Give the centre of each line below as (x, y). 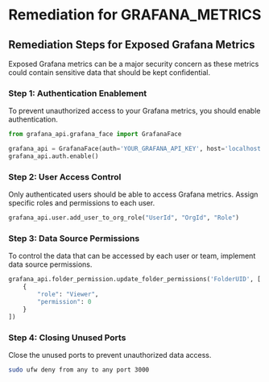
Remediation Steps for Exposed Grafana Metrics (132, 45)
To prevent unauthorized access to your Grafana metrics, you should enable (134, 111)
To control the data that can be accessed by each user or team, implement (132, 256)
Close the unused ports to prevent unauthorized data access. (110, 355)
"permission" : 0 (64, 302)
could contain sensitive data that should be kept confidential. (110, 73)
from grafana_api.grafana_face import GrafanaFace (95, 135)
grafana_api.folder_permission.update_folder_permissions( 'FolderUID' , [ (135, 280)
